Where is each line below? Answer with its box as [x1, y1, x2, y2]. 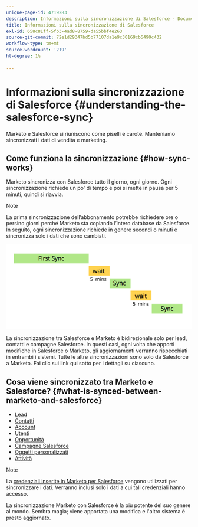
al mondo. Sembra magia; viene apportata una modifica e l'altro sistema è [6, 508, 186, 515]
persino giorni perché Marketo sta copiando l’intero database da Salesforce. [6, 220, 191, 227]
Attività [14, 455, 32, 462]
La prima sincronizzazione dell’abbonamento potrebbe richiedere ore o [6, 214, 179, 221]
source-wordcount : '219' [6, 47, 67, 53]
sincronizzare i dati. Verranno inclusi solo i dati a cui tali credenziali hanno [6, 484, 186, 491]
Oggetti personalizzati [14, 449, 69, 456]
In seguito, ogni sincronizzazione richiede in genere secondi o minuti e [6, 226, 178, 233]
